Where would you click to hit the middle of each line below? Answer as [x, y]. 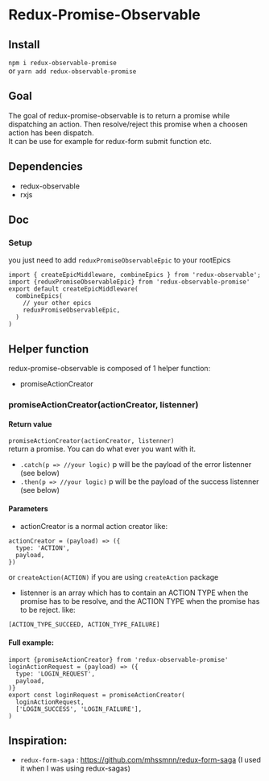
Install [24, 45]
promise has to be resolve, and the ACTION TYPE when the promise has [140, 601]
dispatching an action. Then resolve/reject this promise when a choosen [128, 124]
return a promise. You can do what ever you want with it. [102, 449]
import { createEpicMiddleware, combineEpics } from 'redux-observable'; [135, 275]
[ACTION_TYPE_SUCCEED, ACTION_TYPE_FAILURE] [84, 625]
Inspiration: [38, 741]
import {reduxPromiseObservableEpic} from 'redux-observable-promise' [129, 282]
